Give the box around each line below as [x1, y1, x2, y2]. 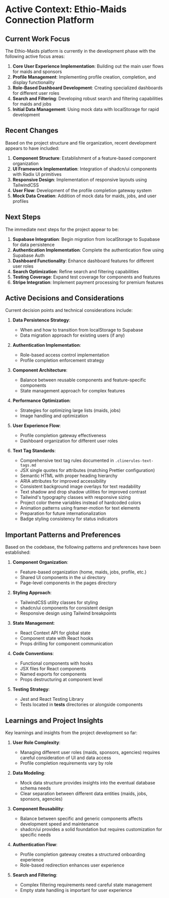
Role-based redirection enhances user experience [20, 862, 125, 868]
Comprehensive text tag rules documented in [20, 457, 115, 463]
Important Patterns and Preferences [5, 530, 121, 539]
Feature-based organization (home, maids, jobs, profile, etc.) [20, 569, 147, 575]
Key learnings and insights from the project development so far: [5, 730, 138, 736]
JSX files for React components [20, 666, 86, 672]
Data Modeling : [12, 770, 45, 776]
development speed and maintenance [20, 821, 99, 827]
